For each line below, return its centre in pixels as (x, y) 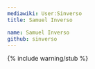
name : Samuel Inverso (38, 32)
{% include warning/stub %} (48, 59)
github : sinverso (32, 39)
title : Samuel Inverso (40, 20)
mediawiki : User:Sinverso (44, 13)
